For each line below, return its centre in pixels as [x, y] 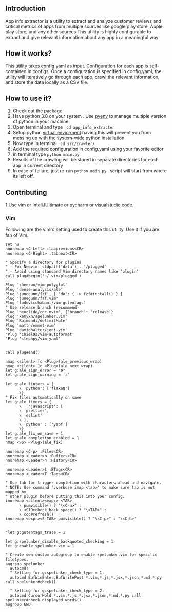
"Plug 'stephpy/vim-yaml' [33, 339]
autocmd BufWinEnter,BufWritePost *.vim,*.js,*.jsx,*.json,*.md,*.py [86, 577]
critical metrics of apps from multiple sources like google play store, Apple [84, 26]
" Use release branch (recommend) [42, 307]
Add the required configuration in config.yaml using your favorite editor [88, 149]
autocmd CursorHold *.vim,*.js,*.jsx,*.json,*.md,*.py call [75, 595]
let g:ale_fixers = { [28, 402]
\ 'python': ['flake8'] [44, 388]
